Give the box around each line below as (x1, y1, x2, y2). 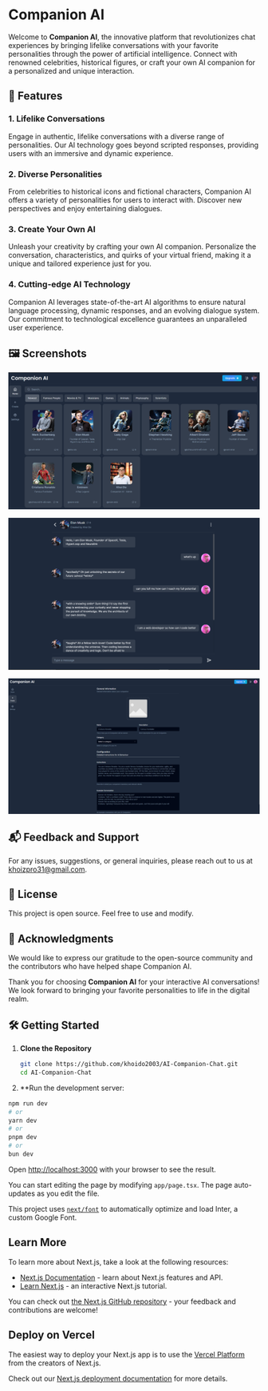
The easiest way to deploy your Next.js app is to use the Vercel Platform (8, 1349, 246, 1359)
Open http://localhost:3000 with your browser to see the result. (8, 1165, 217, 1174)
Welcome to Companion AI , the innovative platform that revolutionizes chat (8, 32, 256, 42)
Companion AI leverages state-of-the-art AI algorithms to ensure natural (8, 297, 246, 307)
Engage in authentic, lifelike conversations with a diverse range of (8, 131, 225, 141)
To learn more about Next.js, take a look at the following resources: (8, 1257, 229, 1266)
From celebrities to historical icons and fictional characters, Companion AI (8, 186, 251, 196)
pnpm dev (8, 1133, 37, 1141)
